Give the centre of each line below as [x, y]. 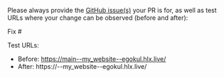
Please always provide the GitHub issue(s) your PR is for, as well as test [112, 10]
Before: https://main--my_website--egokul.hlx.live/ [92, 59]
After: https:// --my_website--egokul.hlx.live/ [82, 66]
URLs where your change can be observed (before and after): [98, 18]
